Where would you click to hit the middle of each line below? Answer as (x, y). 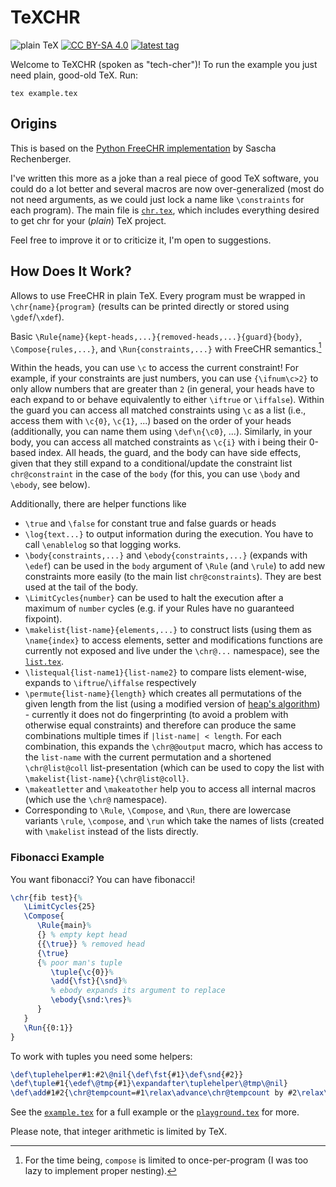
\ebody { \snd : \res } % (91, 1000)
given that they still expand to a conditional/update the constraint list (151, 463)
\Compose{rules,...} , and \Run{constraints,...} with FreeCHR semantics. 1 (166, 348)
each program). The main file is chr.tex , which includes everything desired (165, 210)
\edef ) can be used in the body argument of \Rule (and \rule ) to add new (175, 566)
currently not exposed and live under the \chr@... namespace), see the (172, 651)
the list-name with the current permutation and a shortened (148, 757)
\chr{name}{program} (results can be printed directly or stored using (150, 306)
